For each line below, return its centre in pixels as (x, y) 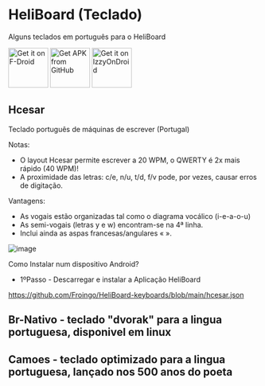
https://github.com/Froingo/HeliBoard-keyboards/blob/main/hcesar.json (126, 294)
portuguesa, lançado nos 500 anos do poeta (121, 372)
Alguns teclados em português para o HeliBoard (87, 37)
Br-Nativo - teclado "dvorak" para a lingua (115, 320)
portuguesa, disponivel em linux (90, 332)
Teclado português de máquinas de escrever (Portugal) (99, 129)
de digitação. (41, 185)
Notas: (19, 144)
